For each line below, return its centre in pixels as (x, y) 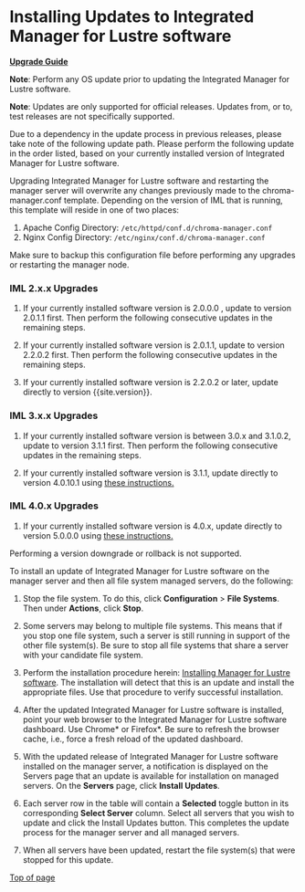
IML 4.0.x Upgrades (54, 506)
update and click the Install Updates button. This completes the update (156, 823)
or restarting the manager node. (69, 264)
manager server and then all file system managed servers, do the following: (152, 581)
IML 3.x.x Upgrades (54, 415)
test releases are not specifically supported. (92, 116)
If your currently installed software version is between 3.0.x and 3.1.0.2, (157, 436)
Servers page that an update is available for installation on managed (151, 776)
